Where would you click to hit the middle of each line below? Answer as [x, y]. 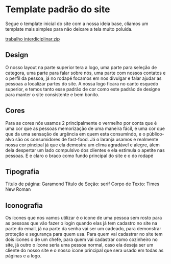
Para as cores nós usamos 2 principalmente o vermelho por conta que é [81, 123]
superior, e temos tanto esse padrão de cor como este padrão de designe [83, 89]
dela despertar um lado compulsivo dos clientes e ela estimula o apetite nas [85, 150]
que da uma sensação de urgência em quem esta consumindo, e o [75, 134]
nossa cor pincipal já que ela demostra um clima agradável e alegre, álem [82, 145]
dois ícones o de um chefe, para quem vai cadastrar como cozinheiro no [82, 239]
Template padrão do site [58, 9]
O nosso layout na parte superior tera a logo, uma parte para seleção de [81, 67]
